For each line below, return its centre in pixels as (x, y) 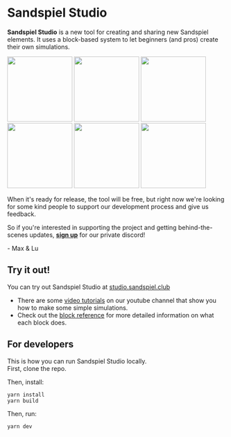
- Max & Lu (23, 248)
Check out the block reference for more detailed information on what (115, 315)
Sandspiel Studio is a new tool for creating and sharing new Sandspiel (108, 32)
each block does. (42, 322)
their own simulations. (39, 47)
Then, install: (26, 382)
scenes (18, 235)
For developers (41, 344)
